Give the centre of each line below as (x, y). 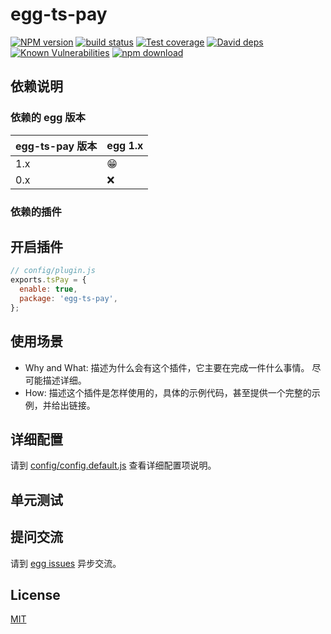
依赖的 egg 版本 (48, 118)
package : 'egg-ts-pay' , (68, 298)
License (35, 594)
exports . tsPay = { (48, 280)
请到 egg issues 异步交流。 (66, 563)
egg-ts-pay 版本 (56, 146)
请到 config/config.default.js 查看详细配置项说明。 (113, 465)
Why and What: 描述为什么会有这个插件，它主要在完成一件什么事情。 (167, 367)
